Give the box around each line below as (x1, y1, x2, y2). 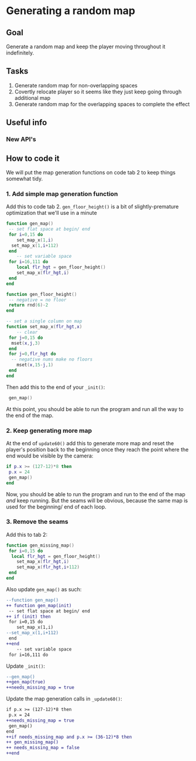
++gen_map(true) (6, 679, 46, 685)
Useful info (6, 117, 47, 127)
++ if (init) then (6, 614, 51, 619)
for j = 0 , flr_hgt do (8, 351, 57, 357)
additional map (14, 94, 51, 101)
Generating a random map (6, 4, 136, 18)
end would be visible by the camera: (6, 452, 94, 459)
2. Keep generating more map (6, 426, 92, 435)
